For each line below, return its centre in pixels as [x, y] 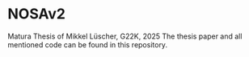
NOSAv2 [37, 14]
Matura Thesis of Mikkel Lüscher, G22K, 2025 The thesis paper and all [125, 36]
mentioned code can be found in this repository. [87, 44]
